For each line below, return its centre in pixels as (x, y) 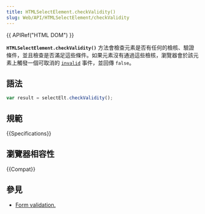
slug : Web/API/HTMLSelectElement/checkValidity (68, 18)
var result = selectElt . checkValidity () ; (60, 98)
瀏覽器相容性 (31, 154)
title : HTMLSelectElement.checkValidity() (61, 12)
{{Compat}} (21, 169)
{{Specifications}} (29, 133)
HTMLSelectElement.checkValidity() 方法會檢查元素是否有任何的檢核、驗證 (100, 47)
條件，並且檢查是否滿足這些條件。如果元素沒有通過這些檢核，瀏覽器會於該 (100, 55)
